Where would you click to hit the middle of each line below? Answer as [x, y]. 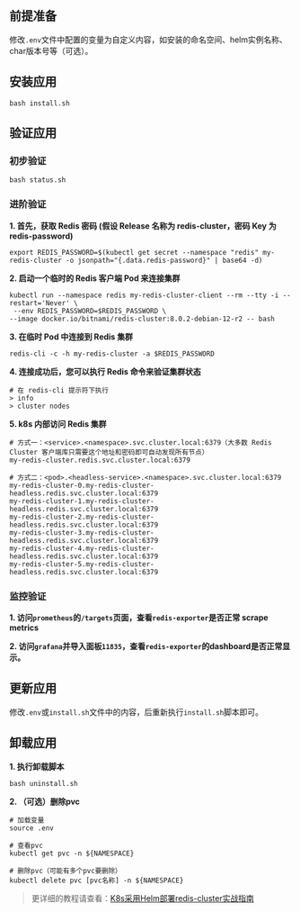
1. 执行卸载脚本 [37, 766]
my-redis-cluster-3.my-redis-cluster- [82, 533]
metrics [24, 628]
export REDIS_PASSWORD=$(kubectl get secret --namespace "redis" [134, 252]
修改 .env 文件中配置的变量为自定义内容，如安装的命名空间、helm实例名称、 [148, 40]
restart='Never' [40, 303]
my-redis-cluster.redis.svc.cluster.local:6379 [100, 460]
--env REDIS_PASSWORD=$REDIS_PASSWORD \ [90, 311]
